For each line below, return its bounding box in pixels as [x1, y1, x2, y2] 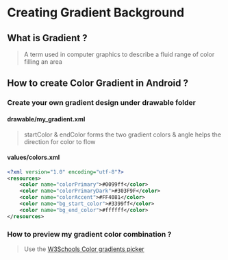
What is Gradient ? [7, 32, 88, 44]
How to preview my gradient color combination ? [7, 229, 172, 239]
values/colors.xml [7, 153, 60, 162]
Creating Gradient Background [7, 5, 185, 21]
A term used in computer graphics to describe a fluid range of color [23, 50, 215, 58]
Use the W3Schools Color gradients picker [23, 245, 145, 253]
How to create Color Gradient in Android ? [7, 78, 188, 89]
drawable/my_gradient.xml [7, 115, 86, 123]
